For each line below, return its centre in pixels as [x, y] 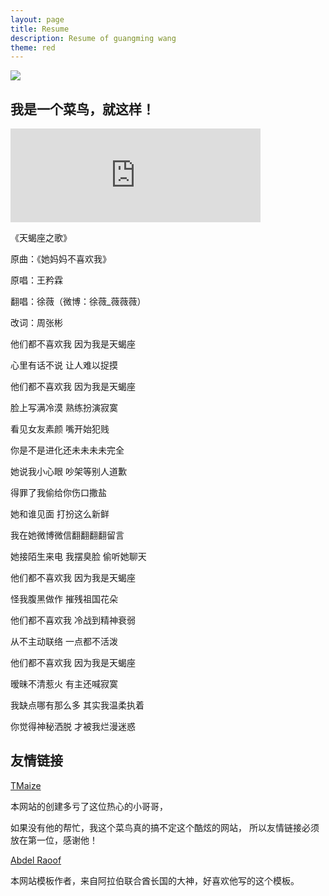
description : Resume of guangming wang [93, 38]
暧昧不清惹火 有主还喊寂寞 [64, 684]
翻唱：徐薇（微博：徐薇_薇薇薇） [78, 302]
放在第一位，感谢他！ [54, 840]
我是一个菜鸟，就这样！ [82, 109]
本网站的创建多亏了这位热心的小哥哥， [89, 806]
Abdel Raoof [36, 860]
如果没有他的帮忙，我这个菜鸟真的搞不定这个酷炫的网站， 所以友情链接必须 [165, 827]
